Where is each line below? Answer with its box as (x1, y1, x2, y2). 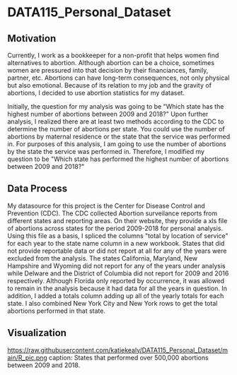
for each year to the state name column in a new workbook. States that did (7, 239, 225, 247)
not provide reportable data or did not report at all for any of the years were (7, 246, 227, 255)
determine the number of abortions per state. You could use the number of (7, 125, 225, 133)
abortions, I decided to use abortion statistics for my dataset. (7, 89, 185, 97)
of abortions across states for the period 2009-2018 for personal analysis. (7, 224, 224, 232)
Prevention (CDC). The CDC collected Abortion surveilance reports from (7, 209, 218, 218)
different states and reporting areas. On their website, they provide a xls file (7, 216, 228, 225)
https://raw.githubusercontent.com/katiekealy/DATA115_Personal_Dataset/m (7, 345, 229, 354)
